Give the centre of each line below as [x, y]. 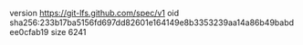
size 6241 [68, 32]
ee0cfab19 [29, 32]
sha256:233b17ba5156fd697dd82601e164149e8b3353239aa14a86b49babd [152, 22]
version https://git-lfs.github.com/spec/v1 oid [94, 13]
